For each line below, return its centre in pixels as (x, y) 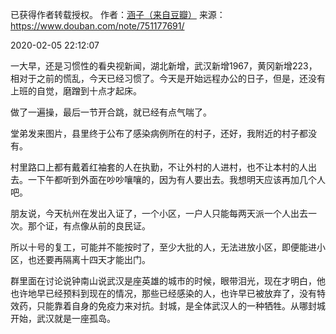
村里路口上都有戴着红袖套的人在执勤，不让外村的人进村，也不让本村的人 (159, 167)
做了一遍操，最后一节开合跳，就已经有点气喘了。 (111, 112)
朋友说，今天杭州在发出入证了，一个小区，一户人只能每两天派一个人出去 (159, 213)
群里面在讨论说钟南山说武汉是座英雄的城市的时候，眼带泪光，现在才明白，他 (168, 281)
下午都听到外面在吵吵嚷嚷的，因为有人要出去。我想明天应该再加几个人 (181, 179)
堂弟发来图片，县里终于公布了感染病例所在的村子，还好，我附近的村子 (155, 133)
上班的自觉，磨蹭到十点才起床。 (76, 91)
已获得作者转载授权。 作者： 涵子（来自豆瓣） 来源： (118, 14)
